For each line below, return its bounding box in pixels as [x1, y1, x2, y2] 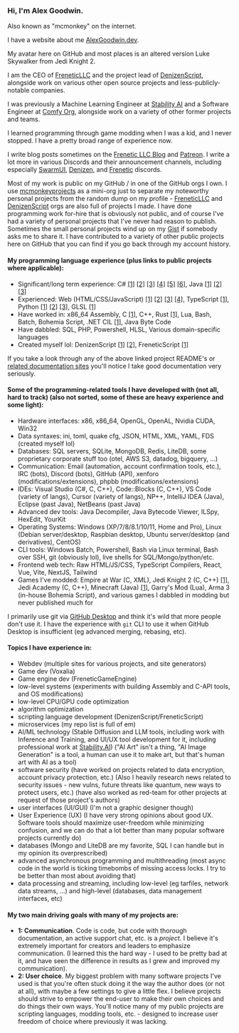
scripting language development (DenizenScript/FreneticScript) [17, 712, 204, 721]
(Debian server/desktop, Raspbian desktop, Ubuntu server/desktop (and [17, 530, 230, 538]
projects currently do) [17, 833, 82, 842]
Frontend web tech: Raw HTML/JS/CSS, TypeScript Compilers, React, [17, 560, 223, 569]
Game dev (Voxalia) [17, 667, 76, 675]
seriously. [7, 369, 36, 378]
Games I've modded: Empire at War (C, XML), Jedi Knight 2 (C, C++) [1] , [17, 575, 230, 584]
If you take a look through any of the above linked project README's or [7, 354, 216, 362]
